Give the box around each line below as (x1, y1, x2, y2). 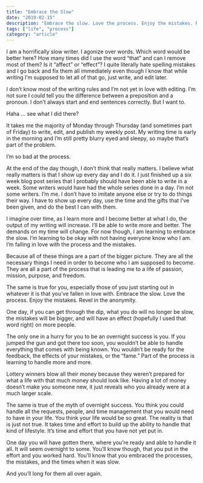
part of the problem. (6, 141, 56, 148)
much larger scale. (6, 390, 53, 397)
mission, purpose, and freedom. (6, 272, 86, 279)
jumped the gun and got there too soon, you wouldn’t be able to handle (6, 339, 183, 347)
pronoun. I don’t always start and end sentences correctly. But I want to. (6, 98, 186, 106)
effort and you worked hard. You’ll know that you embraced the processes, (6, 452, 193, 459)
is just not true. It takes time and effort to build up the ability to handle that (6, 421, 191, 428)
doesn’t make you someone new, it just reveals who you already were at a (6, 383, 190, 391)
